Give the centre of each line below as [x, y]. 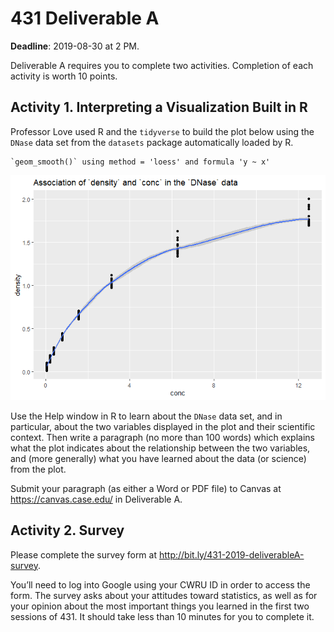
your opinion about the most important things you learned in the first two [160, 606]
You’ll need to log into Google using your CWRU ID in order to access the [160, 584]
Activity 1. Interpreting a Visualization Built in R [159, 107]
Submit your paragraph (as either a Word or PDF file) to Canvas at [146, 488]
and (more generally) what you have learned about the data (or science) [158, 458]
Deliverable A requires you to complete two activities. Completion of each [162, 65]
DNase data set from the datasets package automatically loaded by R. [152, 142]
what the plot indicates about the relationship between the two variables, [160, 448]
